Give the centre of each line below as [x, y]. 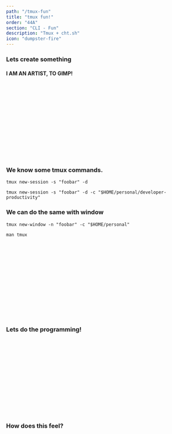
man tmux [17, 235]
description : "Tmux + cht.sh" [43, 33]
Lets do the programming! [44, 329]
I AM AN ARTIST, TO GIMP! [40, 73]
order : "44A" [22, 22]
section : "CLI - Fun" [33, 28]
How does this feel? [35, 426]
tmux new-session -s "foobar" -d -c [51, 192]
